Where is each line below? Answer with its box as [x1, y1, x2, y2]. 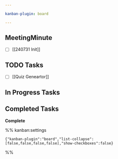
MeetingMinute [5, 34, 52, 42]
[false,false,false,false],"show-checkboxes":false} [5, 141, 114, 146]
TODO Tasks [5, 61, 44, 69]
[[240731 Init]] [12, 47, 41, 53]
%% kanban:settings [5, 127, 47, 133]
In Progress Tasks [5, 88, 60, 96]
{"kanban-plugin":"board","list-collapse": [5, 137, 94, 141]
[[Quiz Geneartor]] [12, 74, 49, 80]
